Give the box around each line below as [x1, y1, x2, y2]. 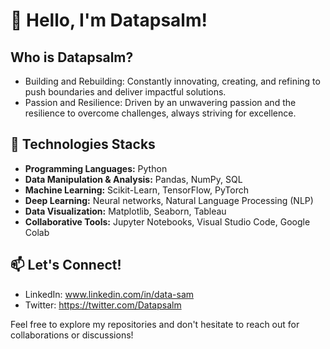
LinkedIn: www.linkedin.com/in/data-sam [24, 288, 195, 300]
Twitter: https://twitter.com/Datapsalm [24, 299, 182, 311]
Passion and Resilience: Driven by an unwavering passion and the [24, 97, 297, 108]
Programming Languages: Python [24, 162, 168, 174]
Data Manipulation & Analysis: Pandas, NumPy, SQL [24, 173, 243, 185]
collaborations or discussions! [10, 329, 134, 341]
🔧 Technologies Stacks [10, 136, 156, 153]
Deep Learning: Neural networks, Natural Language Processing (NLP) [24, 194, 314, 206]
